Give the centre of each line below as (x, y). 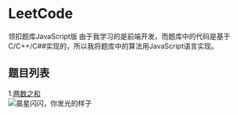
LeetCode (40, 14)
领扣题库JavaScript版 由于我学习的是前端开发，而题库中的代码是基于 (119, 36)
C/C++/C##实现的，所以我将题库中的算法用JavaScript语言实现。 (113, 46)
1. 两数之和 (24, 93)
